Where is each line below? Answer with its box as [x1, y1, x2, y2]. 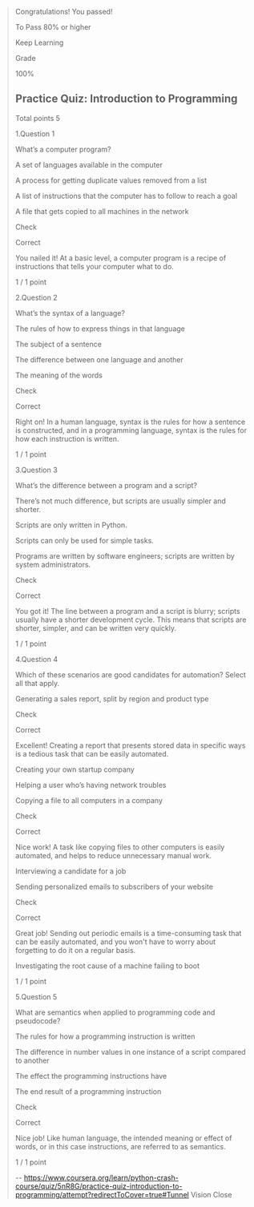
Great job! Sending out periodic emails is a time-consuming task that [14, 928, 242, 938]
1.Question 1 [14, 128, 55, 139]
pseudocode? [14, 1015, 61, 1025]
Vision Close [190, 1189, 232, 1199]
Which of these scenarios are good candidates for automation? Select [14, 669, 246, 680]
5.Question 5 [14, 991, 58, 1001]
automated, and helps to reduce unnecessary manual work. [14, 850, 212, 860]
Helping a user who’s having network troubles [14, 780, 167, 789]
